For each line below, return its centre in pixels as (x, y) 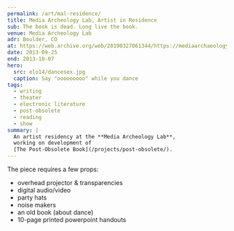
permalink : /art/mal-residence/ (54, 14)
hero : (15, 65)
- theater (28, 98)
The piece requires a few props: (53, 169)
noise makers (37, 205)
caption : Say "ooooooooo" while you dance (76, 78)
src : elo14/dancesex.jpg (49, 72)
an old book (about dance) (55, 212)
